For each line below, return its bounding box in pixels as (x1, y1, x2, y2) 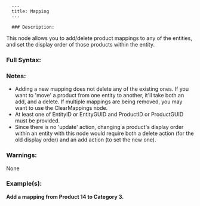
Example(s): (6, 180, 42, 188)
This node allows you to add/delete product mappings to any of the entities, (6, 35, 192, 42)
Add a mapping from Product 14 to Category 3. (6, 193, 124, 200)
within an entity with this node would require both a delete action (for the (14, 130, 194, 137)
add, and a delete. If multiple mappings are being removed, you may (14, 98, 183, 105)
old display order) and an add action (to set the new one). (14, 136, 156, 143)
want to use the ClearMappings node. (14, 104, 108, 112)
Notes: (6, 72, 26, 80)
